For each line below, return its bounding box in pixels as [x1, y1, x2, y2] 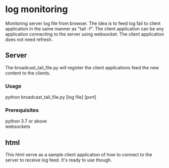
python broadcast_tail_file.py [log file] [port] [5, 94, 97, 100]
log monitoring [5, 4, 68, 15]
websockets [5, 123, 31, 130]
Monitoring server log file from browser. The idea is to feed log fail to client [5, 20, 161, 26]
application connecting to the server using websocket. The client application [5, 31, 164, 37]
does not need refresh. [5, 36, 53, 43]
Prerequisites [5, 106, 39, 113]
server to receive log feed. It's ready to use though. [5, 157, 112, 163]
